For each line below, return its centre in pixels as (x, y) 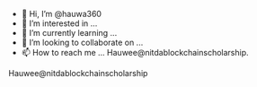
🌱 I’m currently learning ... (69, 33)
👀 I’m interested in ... (59, 23)
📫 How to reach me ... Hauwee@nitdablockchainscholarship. (135, 52)
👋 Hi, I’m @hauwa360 (62, 14)
